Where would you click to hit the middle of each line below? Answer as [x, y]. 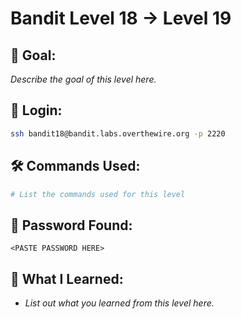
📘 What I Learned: [67, 278]
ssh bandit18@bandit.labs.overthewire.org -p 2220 [118, 133]
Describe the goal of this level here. [83, 79]
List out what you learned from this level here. [119, 303]
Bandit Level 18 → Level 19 [121, 18]
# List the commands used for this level [98, 194]
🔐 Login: [36, 110]
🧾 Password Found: [71, 225]
